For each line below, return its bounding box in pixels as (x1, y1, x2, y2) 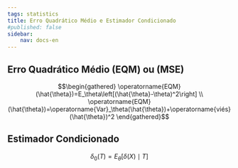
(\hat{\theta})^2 (69, 112, 115, 121)
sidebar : (7, 30, 33, 38)
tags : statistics (7, 10, 59, 18)
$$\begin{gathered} (58, 82, 117, 90)
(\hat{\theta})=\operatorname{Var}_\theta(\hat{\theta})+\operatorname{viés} (7, 105, 232, 113)
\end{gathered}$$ (116, 112, 170, 121)
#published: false (7, 23, 62, 31)
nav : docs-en (20, 37, 59, 44)
